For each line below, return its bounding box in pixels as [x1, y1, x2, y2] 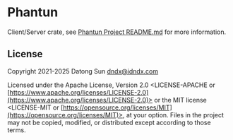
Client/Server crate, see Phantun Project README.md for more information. [7, 28, 227, 36]
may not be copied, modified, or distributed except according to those [7, 118, 211, 127]
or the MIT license [154, 95, 207, 104]
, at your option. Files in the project [122, 110, 225, 119]
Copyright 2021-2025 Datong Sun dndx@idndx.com [7, 66, 159, 75]
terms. [7, 125, 26, 134]
